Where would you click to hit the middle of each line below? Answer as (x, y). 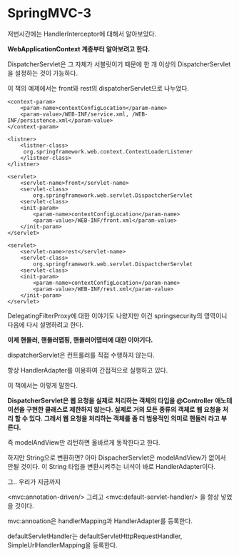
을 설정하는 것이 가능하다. (43, 73)
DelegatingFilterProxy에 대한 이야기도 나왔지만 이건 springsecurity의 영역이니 (117, 315)
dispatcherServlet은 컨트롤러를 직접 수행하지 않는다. (81, 355)
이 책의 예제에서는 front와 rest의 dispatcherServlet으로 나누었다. (98, 88)
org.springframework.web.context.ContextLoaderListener (108, 151)
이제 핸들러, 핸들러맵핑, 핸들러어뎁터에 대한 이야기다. (80, 340)
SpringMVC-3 (49, 13)
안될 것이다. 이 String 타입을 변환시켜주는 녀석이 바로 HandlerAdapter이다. (112, 466)
